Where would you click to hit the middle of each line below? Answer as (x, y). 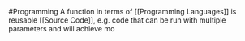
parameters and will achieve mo (62, 29)
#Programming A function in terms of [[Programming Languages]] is (122, 12)
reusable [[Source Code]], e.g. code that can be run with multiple (117, 20)
